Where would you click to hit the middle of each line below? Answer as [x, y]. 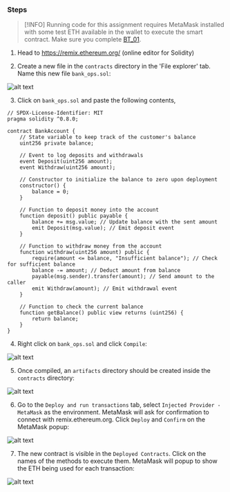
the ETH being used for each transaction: [76, 468]
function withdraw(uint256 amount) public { [85, 253]
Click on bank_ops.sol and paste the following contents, [96, 100]
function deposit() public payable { [74, 216]
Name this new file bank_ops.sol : [64, 73]
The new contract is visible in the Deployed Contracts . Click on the [112, 454]
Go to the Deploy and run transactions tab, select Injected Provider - [119, 405]
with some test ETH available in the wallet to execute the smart [113, 32]
